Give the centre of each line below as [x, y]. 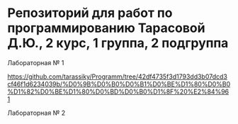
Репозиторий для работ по [90, 13]
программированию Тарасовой [106, 28]
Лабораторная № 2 [36, 113]
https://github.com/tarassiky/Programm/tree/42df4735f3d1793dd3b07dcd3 [118, 77]
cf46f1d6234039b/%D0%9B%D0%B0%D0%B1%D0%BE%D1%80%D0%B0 [119, 84]
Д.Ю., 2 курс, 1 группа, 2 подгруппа [118, 43]
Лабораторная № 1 [36, 62]
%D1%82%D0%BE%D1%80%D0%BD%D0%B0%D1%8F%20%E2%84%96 [118, 91]
